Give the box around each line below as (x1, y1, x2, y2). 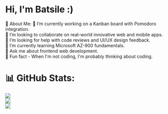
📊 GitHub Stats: (5, 72, 75, 84)
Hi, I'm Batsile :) (5, 4, 74, 15)
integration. (5, 26, 30, 32)
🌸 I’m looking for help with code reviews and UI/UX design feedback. (5, 37, 151, 43)
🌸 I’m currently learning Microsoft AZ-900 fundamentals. (5, 42, 125, 48)
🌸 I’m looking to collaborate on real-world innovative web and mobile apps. (5, 31, 163, 37)
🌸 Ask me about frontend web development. (5, 48, 98, 54)
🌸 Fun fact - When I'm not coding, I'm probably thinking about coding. (5, 53, 153, 60)
